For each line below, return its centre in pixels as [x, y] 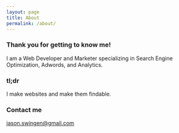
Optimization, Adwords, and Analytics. [55, 64]
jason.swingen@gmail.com [40, 123]
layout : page [23, 12]
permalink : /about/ [31, 23]
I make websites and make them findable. [59, 94]
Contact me [24, 110]
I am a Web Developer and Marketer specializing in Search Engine [89, 58]
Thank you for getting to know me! [59, 45]
